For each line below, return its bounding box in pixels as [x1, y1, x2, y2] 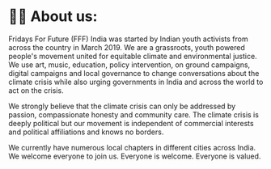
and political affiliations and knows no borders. [8, 127, 164, 137]
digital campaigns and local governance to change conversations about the [8, 68, 260, 78]
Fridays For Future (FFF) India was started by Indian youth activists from [8, 34, 248, 44]
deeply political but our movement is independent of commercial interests [8, 118, 254, 128]
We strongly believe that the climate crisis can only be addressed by [8, 101, 236, 111]
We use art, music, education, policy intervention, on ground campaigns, [8, 60, 251, 70]
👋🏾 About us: [8, 7, 98, 26]
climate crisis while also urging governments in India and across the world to [8, 77, 264, 87]
